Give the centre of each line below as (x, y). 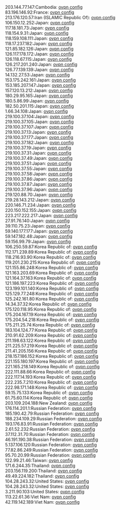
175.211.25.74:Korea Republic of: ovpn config (50, 325)
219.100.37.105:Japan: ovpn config (39, 122)
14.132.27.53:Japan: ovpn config (37, 75)
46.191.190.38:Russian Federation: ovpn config (52, 439)
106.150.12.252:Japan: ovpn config (40, 23)
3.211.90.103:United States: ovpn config (45, 492)
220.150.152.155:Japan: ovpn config (41, 210)
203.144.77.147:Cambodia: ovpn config (44, 7)
